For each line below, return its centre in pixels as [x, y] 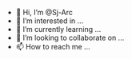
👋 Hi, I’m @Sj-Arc [44, 12]
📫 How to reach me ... [53, 47]
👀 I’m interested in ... [50, 21]
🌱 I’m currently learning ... [58, 29]
